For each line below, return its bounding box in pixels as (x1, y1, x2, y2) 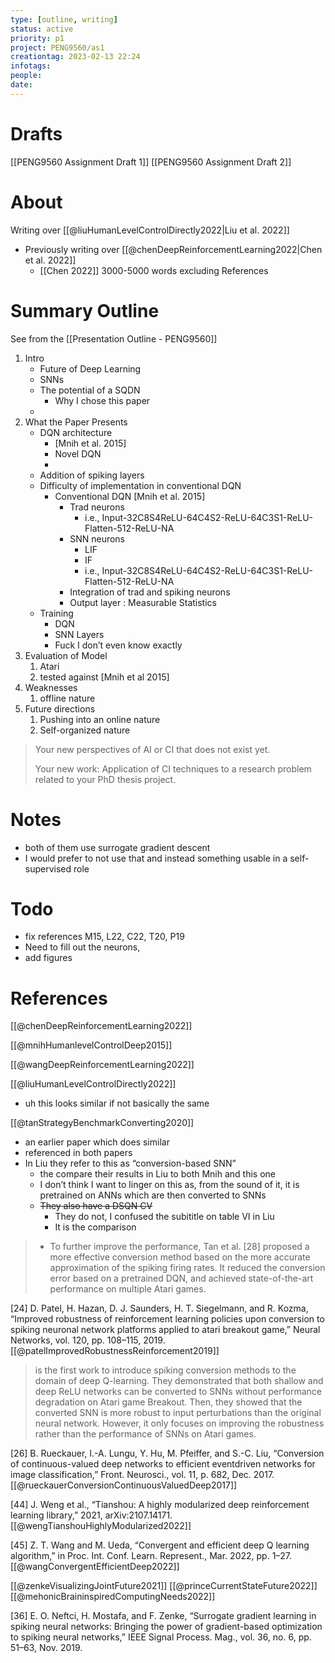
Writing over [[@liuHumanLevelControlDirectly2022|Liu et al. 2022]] (10, 224, 290, 236)
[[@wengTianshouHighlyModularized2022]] (10, 1520, 192, 1532)
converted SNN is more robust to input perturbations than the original (34, 1407, 322, 1419)
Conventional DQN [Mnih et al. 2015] (54, 490, 206, 502)
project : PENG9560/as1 (10, 42, 105, 53)
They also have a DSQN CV (39, 1200, 153, 1212)
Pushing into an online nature (39, 713, 161, 725)
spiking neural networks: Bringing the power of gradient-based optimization (10, 1621, 323, 1633)
